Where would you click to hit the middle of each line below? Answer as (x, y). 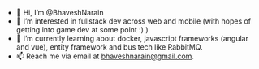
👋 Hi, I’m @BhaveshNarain (60, 13)
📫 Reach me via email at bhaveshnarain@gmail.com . (105, 56)
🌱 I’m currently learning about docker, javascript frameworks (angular (132, 38)
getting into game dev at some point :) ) (82, 30)
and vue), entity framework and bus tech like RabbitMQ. (109, 47)
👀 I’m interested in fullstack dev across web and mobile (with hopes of (134, 21)
